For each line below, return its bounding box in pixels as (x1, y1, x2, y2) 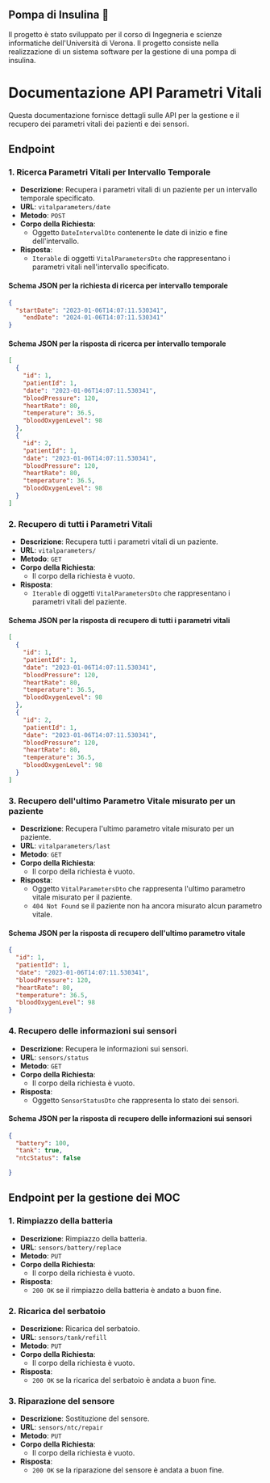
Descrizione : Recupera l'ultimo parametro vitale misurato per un (19, 824, 235, 833)
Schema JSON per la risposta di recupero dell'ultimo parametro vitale (8, 928, 246, 937)
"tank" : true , (15, 1147, 63, 1155)
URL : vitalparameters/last (19, 841, 111, 851)
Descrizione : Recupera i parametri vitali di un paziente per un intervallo (19, 185, 258, 195)
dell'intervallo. (31, 236, 79, 246)
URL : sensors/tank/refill (19, 1333, 107, 1342)
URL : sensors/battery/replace (19, 1242, 122, 1252)
